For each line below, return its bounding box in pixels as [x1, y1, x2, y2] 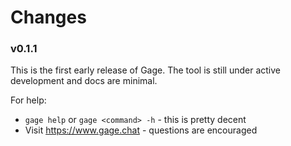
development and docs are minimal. [10, 75, 158, 87]
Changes [10, 6, 87, 29]
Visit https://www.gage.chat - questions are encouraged [24, 124, 258, 136]
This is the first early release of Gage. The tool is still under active [10, 64, 282, 76]
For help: [10, 94, 47, 106]
